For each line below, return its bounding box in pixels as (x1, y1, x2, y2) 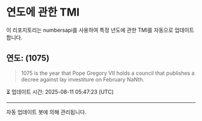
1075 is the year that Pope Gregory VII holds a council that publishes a (20, 69, 195, 77)
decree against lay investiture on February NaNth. (20, 75, 144, 83)
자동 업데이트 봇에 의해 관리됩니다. (6, 108, 87, 116)
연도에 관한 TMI (6, 5, 80, 19)
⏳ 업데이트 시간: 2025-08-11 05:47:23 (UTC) (6, 88, 114, 95)
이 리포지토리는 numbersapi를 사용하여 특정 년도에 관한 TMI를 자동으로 (6, 26, 174, 34)
